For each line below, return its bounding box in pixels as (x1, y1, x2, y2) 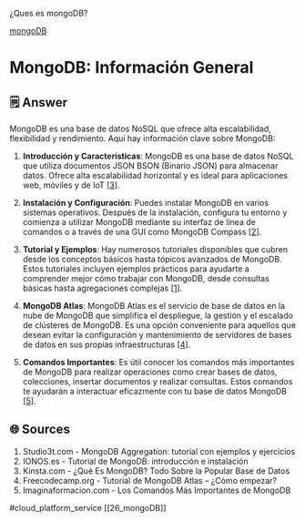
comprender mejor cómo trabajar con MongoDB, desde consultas (22, 273, 270, 283)
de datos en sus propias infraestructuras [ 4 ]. (22, 339, 191, 350)
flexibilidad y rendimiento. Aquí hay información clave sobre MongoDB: (9, 133, 276, 144)
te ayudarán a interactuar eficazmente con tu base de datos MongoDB (22, 386, 288, 396)
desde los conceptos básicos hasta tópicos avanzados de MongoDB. (22, 254, 282, 264)
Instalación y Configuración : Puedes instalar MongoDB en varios (22, 198, 269, 208)
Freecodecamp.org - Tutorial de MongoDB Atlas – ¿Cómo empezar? (22, 475, 278, 486)
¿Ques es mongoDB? (9, 8, 88, 18)
